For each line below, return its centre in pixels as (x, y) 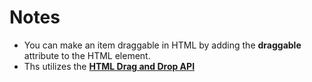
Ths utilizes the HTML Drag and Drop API (109, 66)
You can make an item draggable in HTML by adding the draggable (162, 45)
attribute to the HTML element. (87, 55)
